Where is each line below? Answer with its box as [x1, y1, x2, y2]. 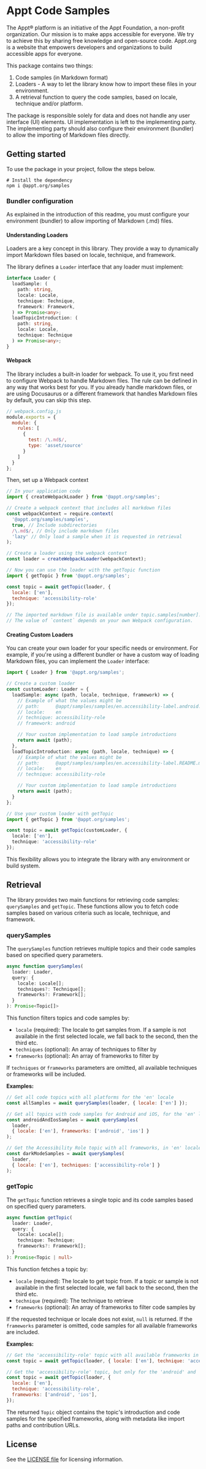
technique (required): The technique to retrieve [15, 1297, 134, 1304]
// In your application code [6, 488, 81, 494]
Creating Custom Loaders [6, 631, 74, 638]
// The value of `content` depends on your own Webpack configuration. [6, 617, 193, 624]
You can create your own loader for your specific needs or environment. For [6, 644, 198, 652]
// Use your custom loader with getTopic [6, 811, 114, 817]
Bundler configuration [6, 197, 74, 205]
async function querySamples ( [6, 963, 84, 969]
